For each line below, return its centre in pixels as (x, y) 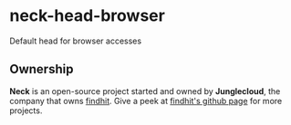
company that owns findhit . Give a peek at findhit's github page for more (146, 101)
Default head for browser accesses (76, 41)
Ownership (42, 69)
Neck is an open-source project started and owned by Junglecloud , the (145, 91)
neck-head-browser (88, 16)
